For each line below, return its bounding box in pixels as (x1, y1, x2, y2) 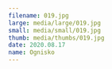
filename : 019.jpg (8, 11, 69, 20)
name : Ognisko (8, 48, 56, 56)
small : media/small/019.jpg (8, 26, 102, 34)
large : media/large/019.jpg (8, 19, 102, 27)
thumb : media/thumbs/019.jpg (8, 33, 105, 42)
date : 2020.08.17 (8, 41, 66, 49)
